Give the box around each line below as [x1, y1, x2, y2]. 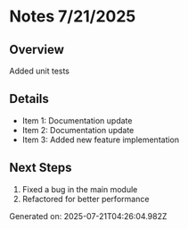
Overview [9, 42, 65, 57]
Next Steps [9, 160, 72, 175]
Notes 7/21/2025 [9, 6, 136, 27]
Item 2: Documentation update [21, 124, 135, 135]
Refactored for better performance [21, 193, 150, 204]
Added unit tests [9, 65, 69, 76]
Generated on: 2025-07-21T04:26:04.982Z [9, 210, 168, 221]
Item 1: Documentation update [21, 114, 133, 126]
